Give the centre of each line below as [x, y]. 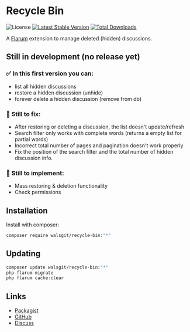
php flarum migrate [30, 273]
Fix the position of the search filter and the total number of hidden [94, 151]
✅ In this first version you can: [50, 73]
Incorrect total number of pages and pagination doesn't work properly [99, 145]
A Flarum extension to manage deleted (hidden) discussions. [79, 38]
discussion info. [34, 158]
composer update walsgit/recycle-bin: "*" [57, 267]
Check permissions [38, 192]
